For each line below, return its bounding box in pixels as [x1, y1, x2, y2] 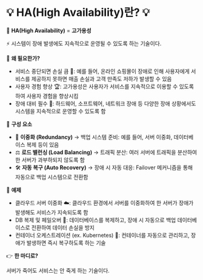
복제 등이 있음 [26, 141, 59, 148]
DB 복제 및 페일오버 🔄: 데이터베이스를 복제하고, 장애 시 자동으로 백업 [15, 216, 176, 223]
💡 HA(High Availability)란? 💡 [6, 5, 150, 19]
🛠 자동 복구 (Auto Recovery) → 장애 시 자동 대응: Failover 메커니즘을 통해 [15, 164, 193, 171]
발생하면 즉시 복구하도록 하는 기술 [26, 239, 106, 247]
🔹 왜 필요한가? [6, 54, 41, 61]
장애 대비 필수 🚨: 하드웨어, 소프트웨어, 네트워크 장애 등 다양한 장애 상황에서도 [15, 100, 196, 107]
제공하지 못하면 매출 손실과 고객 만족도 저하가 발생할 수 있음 [31, 75, 172, 82]
